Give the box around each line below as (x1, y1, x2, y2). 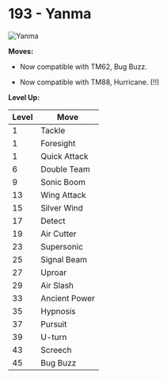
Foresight (40, 137, 76, 149)
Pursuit (40, 319, 67, 330)
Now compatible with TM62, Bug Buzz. (19, 61, 148, 72)
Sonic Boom (40, 176, 85, 188)
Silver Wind (40, 202, 83, 213)
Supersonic (40, 241, 83, 252)
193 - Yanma (8, 5, 92, 23)
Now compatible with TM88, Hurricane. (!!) (19, 77, 160, 87)
